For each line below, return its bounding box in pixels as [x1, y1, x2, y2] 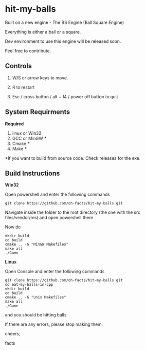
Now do [5, 224, 21, 230]
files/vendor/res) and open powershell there [5, 215, 93, 221]
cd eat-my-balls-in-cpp [5, 282, 54, 287]
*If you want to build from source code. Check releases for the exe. [5, 155, 141, 161]
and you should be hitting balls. [5, 312, 68, 318]
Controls [5, 62, 32, 70]
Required [5, 121, 24, 127]
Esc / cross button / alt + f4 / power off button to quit [12, 93, 118, 99]
